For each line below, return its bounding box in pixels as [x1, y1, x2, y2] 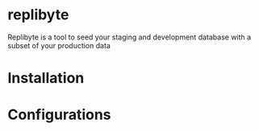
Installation [7, 69, 85, 88]
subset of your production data [7, 40, 111, 50]
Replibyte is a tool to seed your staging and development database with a [7, 32, 252, 42]
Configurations [7, 106, 111, 124]
